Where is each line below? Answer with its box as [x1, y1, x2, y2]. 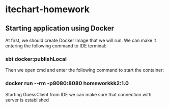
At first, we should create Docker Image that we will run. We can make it [5, 37, 156, 43]
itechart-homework [5, 4, 90, 15]
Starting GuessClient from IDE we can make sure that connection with [5, 91, 152, 97]
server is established [5, 97, 49, 103]
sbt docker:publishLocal [5, 55, 67, 62]
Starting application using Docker [5, 24, 115, 33]
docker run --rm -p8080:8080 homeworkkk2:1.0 [5, 80, 129, 87]
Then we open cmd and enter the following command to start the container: [5, 67, 164, 73]
